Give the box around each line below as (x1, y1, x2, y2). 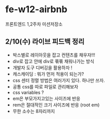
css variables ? (12, 89, 44, 95)
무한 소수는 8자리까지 (12, 108, 55, 114)
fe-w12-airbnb (5, 4, 67, 15)
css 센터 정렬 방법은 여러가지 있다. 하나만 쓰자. (12, 77, 105, 83)
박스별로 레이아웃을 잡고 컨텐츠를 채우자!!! (12, 52, 95, 58)
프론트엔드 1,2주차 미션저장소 (5, 21, 63, 27)
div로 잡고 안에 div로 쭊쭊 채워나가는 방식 (12, 58, 95, 64)
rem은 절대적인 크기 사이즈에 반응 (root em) (12, 102, 100, 108)
